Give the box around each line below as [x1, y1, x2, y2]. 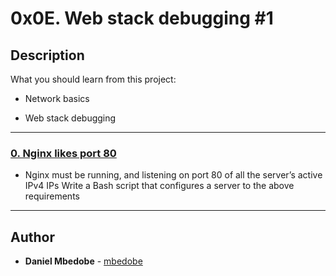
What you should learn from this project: [10, 73, 177, 85]
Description [10, 47, 85, 64]
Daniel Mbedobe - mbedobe [24, 255, 143, 267]
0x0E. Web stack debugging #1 [10, 7, 274, 30]
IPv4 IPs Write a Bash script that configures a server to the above [24, 180, 295, 192]
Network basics [24, 93, 90, 104]
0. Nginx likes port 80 [10, 146, 117, 160]
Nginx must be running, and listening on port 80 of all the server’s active [24, 169, 323, 181]
